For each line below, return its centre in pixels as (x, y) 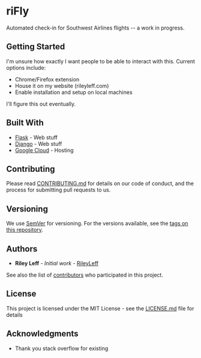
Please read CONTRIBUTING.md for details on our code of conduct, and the (100, 184)
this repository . (25, 230)
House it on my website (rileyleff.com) (62, 86)
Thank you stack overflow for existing (61, 348)
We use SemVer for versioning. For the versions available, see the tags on (97, 224)
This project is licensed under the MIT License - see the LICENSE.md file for (100, 308)
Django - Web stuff (38, 143)
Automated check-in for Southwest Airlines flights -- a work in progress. (95, 28)
